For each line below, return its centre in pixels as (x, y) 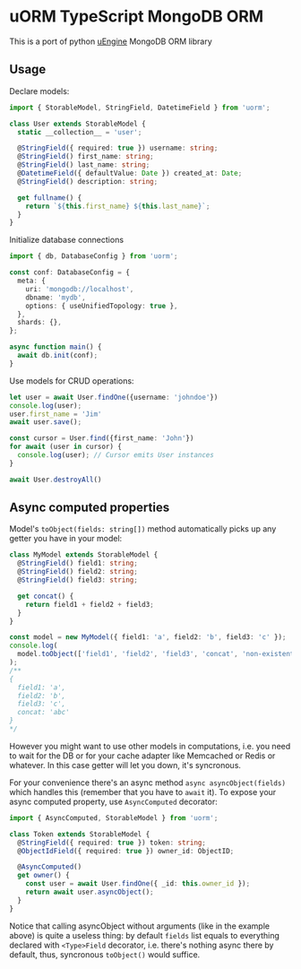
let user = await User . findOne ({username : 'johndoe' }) (114, 397)
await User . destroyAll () (56, 480)
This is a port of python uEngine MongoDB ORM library (111, 41)
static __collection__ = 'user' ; (80, 132)
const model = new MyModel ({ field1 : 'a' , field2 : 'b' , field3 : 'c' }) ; (148, 637)
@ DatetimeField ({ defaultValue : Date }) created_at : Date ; (130, 173)
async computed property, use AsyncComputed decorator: (113, 801)
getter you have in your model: (66, 539)
